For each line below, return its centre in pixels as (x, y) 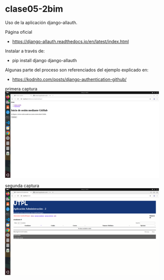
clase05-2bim (34, 9)
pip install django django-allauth (44, 60)
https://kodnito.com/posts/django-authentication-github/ (69, 79)
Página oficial (19, 32)
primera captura (21, 88)
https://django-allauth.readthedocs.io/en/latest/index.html (71, 41)
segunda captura (22, 186)
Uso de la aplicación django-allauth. (41, 22)
